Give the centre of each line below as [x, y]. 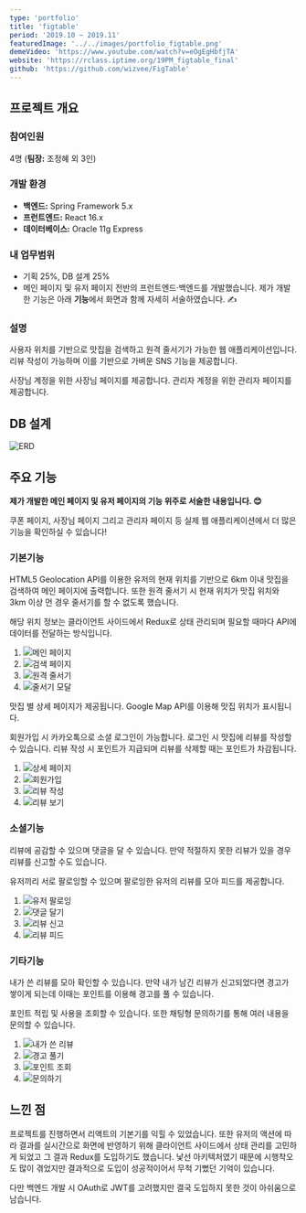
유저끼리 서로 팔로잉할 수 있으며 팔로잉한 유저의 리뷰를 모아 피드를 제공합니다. [147, 881]
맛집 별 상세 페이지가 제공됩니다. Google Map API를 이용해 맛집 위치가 [135, 706]
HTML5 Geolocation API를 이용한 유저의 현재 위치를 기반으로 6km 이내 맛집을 [149, 580]
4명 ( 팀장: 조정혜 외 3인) [53, 158]
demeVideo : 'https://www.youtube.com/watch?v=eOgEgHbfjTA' [124, 52]
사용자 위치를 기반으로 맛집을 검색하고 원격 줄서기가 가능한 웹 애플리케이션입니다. [153, 349]
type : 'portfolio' [44, 18]
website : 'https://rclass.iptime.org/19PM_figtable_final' [124, 60]
